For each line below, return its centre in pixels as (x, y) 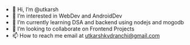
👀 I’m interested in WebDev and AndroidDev (67, 16)
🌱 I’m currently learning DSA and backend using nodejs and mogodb (98, 22)
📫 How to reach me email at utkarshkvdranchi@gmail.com (86, 36)
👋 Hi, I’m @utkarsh (35, 9)
